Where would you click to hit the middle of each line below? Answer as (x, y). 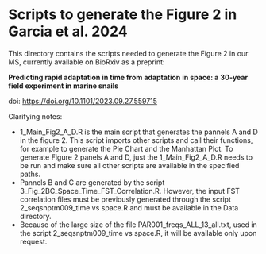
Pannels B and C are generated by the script (92, 182)
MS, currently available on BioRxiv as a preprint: (87, 62)
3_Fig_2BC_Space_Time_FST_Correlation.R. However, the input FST (130, 190)
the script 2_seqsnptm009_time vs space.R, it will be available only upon (138, 233)
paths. (30, 174)
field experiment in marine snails (64, 86)
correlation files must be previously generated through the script (125, 199)
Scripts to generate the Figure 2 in (123, 15)
